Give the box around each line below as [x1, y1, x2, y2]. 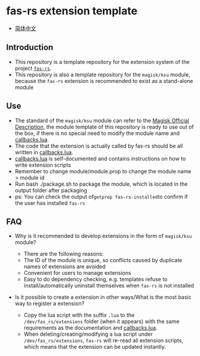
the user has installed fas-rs [14, 199, 85, 207]
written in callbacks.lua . [14, 148, 73, 156]
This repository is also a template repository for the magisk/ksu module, [14, 70, 190, 78]
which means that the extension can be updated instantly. [23, 343, 166, 351]
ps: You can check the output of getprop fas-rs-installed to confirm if [14, 193, 188, 200]
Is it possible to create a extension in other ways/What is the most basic [14, 294, 192, 301]
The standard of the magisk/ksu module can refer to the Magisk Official [14, 116, 189, 124]
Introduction [6, 42, 54, 53]
